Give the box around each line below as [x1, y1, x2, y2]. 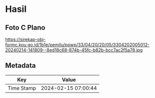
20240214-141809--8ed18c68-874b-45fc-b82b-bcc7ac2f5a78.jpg [5, 47, 143, 53]
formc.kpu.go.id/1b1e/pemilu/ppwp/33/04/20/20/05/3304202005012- [5, 42, 150, 48]
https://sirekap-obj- [5, 36, 46, 42]
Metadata [5, 61, 36, 70]
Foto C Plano [5, 23, 45, 32]
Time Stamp [7, 85, 36, 92]
